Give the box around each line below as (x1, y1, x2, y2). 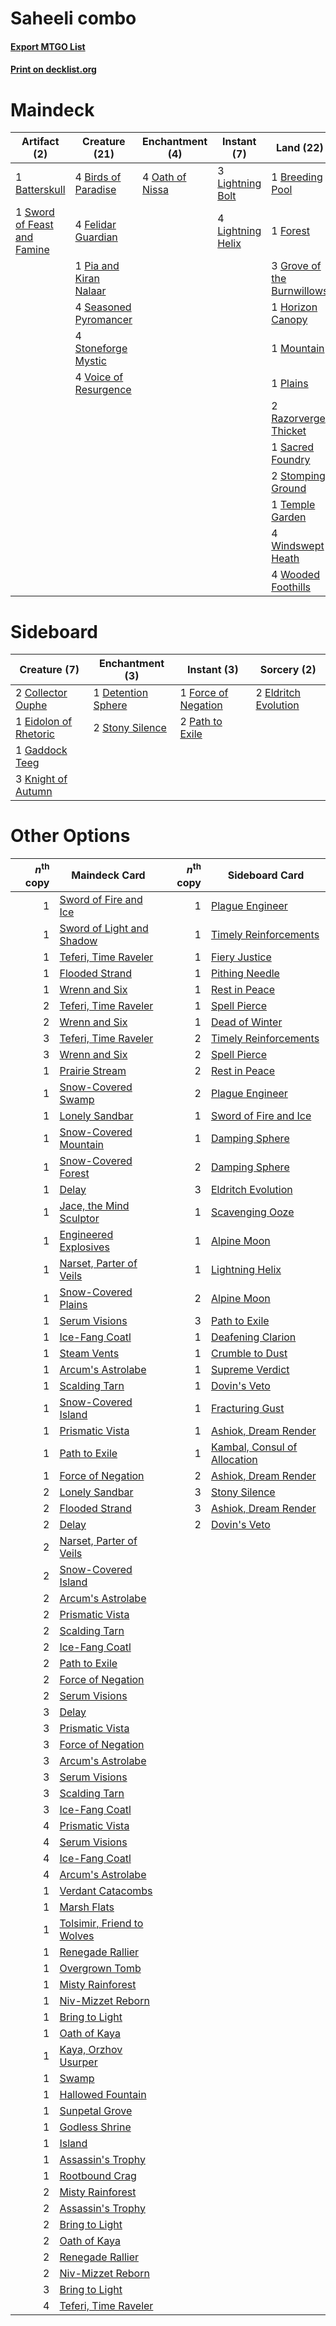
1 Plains (271, 377, 309, 391)
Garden (271, 510, 307, 524)
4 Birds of (74, 170, 122, 184)
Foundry (271, 453, 311, 467)
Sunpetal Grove (59, 2103, 133, 2117)
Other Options (10, 825, 131, 847)
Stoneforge (74, 342, 128, 356)
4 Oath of (142, 170, 187, 184)
